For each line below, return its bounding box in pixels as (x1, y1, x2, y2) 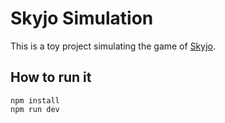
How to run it (10, 69, 92, 86)
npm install (10, 95, 60, 106)
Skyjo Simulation (10, 7, 154, 30)
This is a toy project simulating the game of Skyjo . (10, 40, 216, 52)
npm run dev (10, 104, 60, 114)
